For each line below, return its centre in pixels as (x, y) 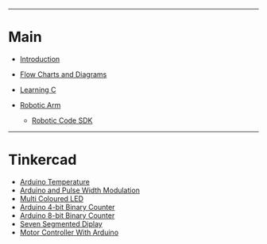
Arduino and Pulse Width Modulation (80, 190)
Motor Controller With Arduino (69, 232)
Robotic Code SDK (62, 120)
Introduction (40, 59)
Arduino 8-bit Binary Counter (67, 215)
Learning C (38, 90)
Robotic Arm (40, 105)
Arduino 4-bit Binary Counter (67, 207)
